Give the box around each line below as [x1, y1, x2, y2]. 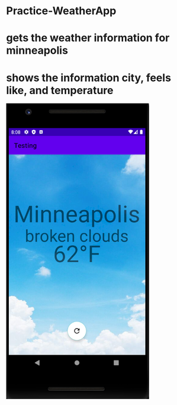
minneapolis [6, 44, 68, 57]
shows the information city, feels [6, 71, 172, 84]
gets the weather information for [6, 31, 170, 45]
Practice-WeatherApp [6, 4, 117, 18]
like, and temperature [6, 83, 114, 97]
